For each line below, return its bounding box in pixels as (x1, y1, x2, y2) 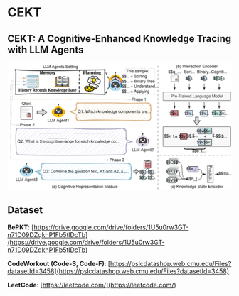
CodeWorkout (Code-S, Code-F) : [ (7, 259, 111, 268)
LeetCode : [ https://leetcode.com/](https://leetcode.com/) (7, 280, 176, 289)
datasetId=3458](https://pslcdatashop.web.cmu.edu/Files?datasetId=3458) (7, 267, 230, 275)
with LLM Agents (7, 43, 84, 55)
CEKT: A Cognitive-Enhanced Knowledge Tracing (7, 33, 232, 45)
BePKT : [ (7, 223, 34, 231)
